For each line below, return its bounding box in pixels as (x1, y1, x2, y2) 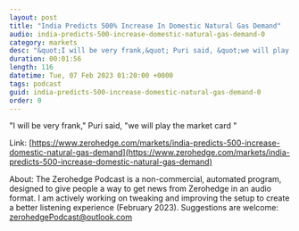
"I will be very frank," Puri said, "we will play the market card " (9, 120, 237, 131)
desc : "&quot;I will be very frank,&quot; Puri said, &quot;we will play (9, 46, 290, 55)
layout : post (9, 12, 58, 22)
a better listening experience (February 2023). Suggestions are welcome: (9, 202, 279, 213)
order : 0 (9, 95, 42, 105)
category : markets (9, 37, 78, 47)
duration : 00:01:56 (9, 54, 82, 63)
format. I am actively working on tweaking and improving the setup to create (9, 193, 290, 203)
